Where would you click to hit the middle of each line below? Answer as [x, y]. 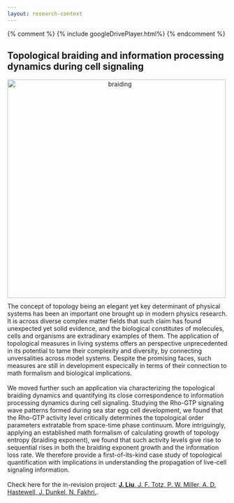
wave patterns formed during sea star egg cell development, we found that [115, 411]
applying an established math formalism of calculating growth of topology [114, 433]
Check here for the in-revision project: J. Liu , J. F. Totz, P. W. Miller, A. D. [112, 485]
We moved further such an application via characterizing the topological [111, 388]
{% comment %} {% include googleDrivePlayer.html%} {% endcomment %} [116, 34]
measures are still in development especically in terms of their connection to [117, 366]
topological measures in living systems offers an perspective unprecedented [117, 343]
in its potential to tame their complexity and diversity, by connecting [105, 351]
